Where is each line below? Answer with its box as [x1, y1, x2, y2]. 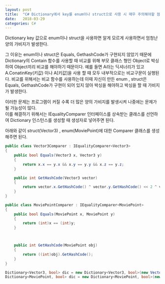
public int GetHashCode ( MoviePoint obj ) [14, 243, 98, 248]
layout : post [5, 7, 32, 12]
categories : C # [5, 21, 36, 26]
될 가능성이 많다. [5, 105, 37, 111]
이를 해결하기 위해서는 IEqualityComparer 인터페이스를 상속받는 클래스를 [5, 111, 145, 117]
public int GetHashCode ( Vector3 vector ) [14, 175, 98, 180]
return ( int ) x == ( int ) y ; [23, 221, 76, 226]
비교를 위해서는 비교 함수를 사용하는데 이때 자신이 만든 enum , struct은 [11, 76, 147, 82]
